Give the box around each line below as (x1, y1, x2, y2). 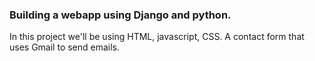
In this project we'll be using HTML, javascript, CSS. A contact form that (9, 31, 305, 43)
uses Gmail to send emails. (9, 41, 121, 53)
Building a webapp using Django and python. (9, 8, 232, 22)
